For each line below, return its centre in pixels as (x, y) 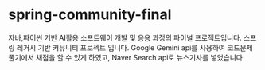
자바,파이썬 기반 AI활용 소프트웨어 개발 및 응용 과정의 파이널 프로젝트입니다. (125, 37)
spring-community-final (90, 15)
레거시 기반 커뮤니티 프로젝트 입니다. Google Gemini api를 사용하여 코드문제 (134, 47)
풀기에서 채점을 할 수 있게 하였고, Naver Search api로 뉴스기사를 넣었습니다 (125, 57)
